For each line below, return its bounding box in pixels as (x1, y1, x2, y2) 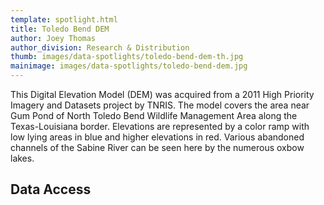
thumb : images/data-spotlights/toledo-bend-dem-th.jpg (10, 52, 244, 62)
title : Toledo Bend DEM (10, 24, 110, 34)
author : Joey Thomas (10, 33, 97, 43)
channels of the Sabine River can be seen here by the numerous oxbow (10, 142, 305, 153)
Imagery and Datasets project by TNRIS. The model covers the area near (10, 99, 310, 111)
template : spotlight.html (10, 14, 118, 25)
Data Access (10, 181, 92, 198)
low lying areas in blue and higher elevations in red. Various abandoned (10, 131, 305, 143)
